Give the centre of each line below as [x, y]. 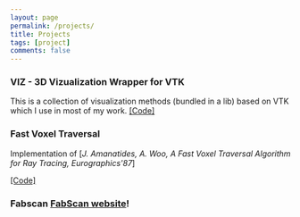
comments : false [40, 51]
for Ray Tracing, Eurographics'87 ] [73, 163]
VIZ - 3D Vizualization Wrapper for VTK [98, 82]
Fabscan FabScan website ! [70, 204]
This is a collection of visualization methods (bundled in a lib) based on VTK [150, 101]
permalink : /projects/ [52, 26]
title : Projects [40, 34]
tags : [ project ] [40, 42]
